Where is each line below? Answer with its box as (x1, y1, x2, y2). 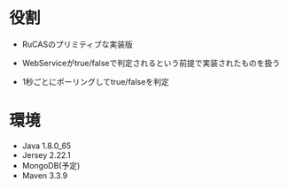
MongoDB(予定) (21, 160, 81, 170)
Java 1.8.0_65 (21, 140, 72, 151)
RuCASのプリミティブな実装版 (21, 39, 133, 49)
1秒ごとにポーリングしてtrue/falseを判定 (21, 76, 170, 86)
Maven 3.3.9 (21, 169, 68, 181)
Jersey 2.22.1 (21, 149, 71, 160)
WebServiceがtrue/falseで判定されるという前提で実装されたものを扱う (21, 57, 281, 68)
